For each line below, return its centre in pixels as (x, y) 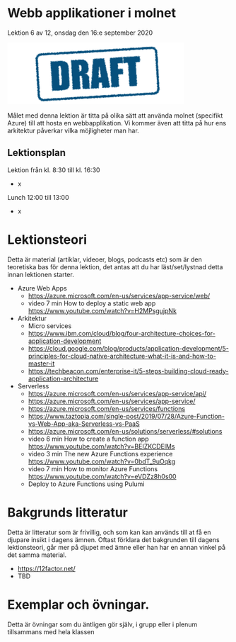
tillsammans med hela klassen (51, 631)
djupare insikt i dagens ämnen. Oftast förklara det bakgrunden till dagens (114, 539)
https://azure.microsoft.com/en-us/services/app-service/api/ (117, 393)
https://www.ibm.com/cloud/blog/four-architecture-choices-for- (122, 333)
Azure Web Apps (42, 288)
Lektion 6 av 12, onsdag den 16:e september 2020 (80, 33)
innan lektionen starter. (41, 274)
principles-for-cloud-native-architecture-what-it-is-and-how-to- (122, 356)
